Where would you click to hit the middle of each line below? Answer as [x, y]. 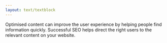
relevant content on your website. [40, 35]
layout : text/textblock [30, 10]
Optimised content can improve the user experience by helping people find [84, 24]
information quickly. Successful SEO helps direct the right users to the [79, 30]
